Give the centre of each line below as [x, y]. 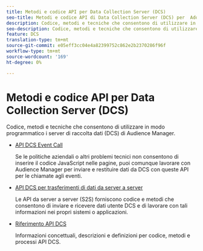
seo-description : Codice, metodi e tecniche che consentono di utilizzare [102, 29]
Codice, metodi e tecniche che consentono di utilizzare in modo [85, 127]
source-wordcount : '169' [37, 57]
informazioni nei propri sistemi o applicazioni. [72, 212]
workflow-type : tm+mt [34, 51]
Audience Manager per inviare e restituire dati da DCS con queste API [102, 170]
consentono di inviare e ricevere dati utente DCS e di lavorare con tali [101, 206]
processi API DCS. [38, 242]
